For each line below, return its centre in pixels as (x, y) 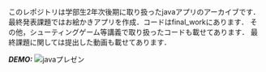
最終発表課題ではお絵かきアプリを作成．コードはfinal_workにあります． (129, 22)
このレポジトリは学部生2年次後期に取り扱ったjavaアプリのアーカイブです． (134, 12)
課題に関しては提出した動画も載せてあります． (93, 42)
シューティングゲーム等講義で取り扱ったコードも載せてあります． (139, 32)
